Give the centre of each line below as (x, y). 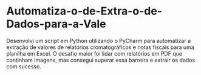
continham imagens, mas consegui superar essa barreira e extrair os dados (101, 60)
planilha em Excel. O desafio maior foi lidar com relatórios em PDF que (94, 53)
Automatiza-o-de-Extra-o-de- (84, 11)
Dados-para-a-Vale (56, 24)
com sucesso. (24, 66)
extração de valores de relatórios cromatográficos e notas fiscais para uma (100, 47)
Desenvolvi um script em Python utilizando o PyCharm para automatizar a (99, 41)
